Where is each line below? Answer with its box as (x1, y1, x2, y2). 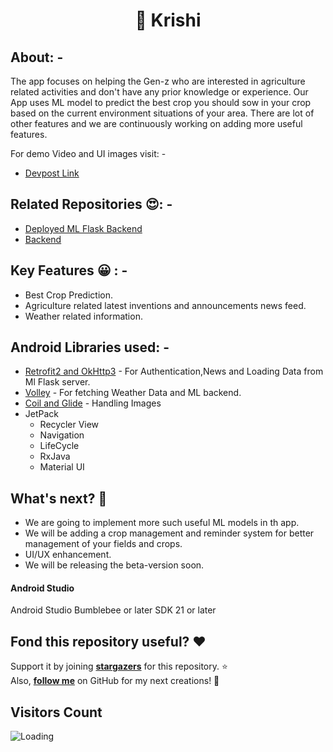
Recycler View (39, 419, 100, 431)
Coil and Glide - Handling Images (24, 397, 162, 409)
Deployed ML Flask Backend (24, 222, 143, 234)
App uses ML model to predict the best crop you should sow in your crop (10, 97, 312, 108)
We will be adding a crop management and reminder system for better (24, 527, 315, 539)
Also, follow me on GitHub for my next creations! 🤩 (10, 675, 220, 687)
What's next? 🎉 (10, 490, 108, 507)
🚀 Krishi (134, 9, 202, 32)
